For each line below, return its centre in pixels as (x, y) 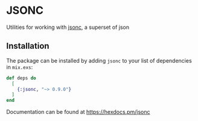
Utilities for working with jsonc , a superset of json (68, 27)
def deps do (21, 78)
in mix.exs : (20, 67)
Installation (28, 46)
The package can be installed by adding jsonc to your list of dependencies (99, 60)
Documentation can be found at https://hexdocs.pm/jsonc (78, 112)
